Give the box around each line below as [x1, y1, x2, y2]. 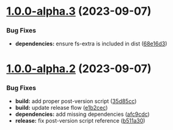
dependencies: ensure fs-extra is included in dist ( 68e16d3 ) [15, 40, 167, 47]
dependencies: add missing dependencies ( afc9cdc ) [15, 110, 150, 118]
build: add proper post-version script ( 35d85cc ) [15, 97, 137, 105]
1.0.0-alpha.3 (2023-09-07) [6, 4, 152, 18]
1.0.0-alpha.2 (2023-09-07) [6, 61, 152, 75]
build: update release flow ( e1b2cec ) [15, 104, 108, 111]
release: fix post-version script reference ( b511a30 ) [15, 117, 145, 124]
